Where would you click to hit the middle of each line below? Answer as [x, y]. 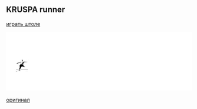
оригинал [18, 100]
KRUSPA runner [36, 10]
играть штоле [23, 24]
